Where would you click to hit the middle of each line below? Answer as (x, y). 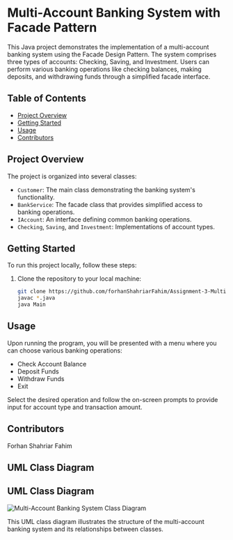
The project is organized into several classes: (72, 176)
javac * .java (36, 298)
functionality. (36, 197)
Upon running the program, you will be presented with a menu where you (112, 343)
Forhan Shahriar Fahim (40, 446)
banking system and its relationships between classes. (85, 529)
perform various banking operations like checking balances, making (104, 69)
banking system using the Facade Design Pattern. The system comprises (112, 54)
